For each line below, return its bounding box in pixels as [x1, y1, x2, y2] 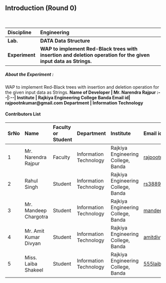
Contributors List [5, 111, 41, 117]
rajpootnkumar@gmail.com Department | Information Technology [5, 100, 143, 106]
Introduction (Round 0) [5, 4, 77, 12]
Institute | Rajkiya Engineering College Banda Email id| [17, 94, 130, 101]
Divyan [24, 240, 41, 247]
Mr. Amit [24, 227, 44, 234]
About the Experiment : [5, 71, 54, 77]
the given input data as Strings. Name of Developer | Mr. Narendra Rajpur [5, 89, 156, 95]
